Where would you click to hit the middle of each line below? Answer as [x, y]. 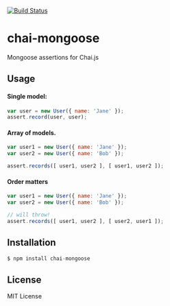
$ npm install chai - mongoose [49, 258]
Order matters [28, 181]
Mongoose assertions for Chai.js [53, 57]
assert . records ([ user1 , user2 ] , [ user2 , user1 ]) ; [86, 221]
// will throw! [29, 215]
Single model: [27, 96]
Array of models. [32, 132]
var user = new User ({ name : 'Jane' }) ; [66, 111]
